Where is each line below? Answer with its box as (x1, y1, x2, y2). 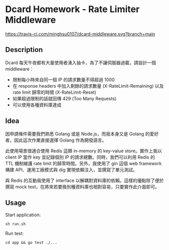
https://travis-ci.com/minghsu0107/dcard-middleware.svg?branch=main (5, 31, 155, 37)
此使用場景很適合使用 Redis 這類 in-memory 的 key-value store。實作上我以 (5, 148, 162, 154)
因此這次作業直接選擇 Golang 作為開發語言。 (14, 137, 107, 143)
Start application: (5, 212, 41, 218)
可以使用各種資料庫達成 (12, 102, 62, 108)
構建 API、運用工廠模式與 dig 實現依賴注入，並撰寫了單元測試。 (5, 166, 138, 172)
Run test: (5, 230, 24, 236)
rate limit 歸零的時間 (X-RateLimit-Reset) (12, 89, 97, 95)
